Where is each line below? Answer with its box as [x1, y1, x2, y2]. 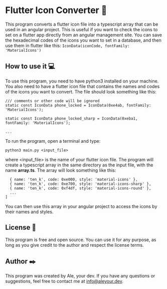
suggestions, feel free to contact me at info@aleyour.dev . [5, 278, 124, 284]
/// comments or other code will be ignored [5, 98, 100, 104]
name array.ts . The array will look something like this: [5, 167, 116, 173]
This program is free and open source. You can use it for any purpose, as [5, 236, 156, 243]
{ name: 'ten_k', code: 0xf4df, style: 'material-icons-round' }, [10, 185, 151, 190]
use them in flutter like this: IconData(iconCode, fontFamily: [5, 42, 130, 48]
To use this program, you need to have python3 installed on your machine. [5, 78, 159, 84]
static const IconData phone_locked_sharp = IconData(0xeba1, [5, 116, 138, 121]
